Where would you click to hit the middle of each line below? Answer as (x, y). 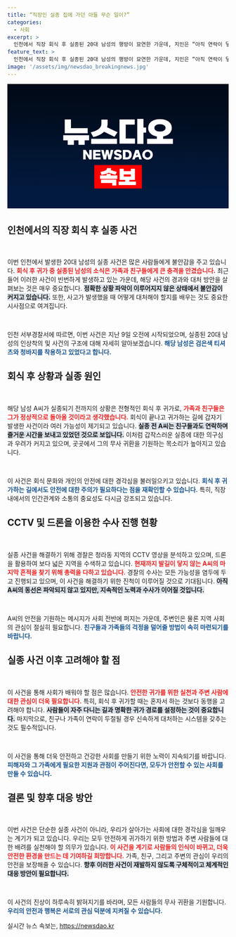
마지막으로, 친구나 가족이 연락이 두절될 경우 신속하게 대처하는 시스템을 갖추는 (122, 718)
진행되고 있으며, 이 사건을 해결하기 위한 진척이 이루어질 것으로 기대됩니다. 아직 (121, 581)
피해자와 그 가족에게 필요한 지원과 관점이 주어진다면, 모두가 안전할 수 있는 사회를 (115, 765)
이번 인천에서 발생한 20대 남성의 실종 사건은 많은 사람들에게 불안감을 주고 (108, 262)
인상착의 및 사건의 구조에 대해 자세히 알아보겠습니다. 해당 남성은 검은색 (116, 343)
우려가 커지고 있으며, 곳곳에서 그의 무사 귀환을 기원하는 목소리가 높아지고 (114, 443)
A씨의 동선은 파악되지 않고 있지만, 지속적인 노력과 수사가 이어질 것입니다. (106, 589)
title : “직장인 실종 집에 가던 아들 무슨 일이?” (68, 15)
